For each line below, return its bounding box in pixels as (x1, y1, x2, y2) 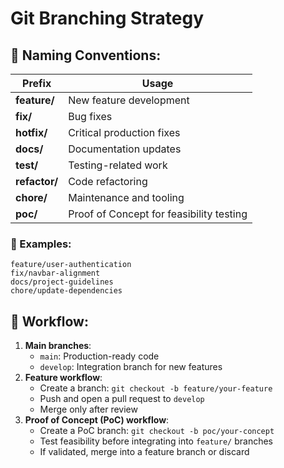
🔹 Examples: (10, 237, 72, 251)
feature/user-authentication (10, 260, 132, 270)
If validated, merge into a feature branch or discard (39, 446, 250, 458)
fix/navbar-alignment (10, 268, 101, 279)
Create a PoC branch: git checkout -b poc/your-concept (39, 425, 275, 437)
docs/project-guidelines (10, 277, 114, 287)
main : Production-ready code (39, 350, 160, 362)
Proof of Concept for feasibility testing (68, 207, 248, 221)
